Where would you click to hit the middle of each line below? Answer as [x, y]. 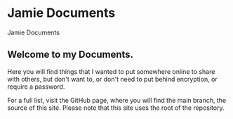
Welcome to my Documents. [71, 55]
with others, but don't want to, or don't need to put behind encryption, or [112, 79]
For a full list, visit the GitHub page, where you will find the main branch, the [117, 100]
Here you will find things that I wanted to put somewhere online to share [111, 71]
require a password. [36, 87]
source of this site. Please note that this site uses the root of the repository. [116, 108]
